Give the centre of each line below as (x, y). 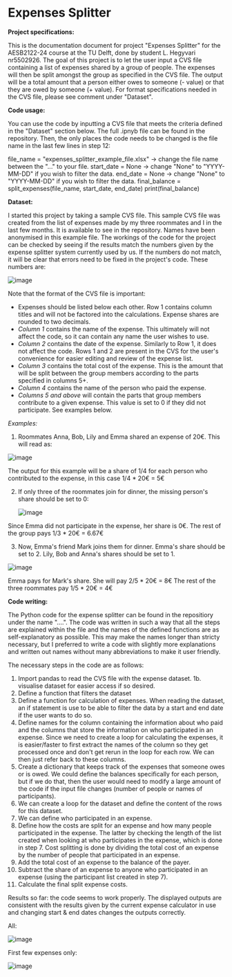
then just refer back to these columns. (72, 759)
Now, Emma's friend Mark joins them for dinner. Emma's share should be (122, 546)
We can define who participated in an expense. (85, 818)
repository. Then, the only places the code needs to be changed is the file (113, 138)
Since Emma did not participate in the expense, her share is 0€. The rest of (115, 526)
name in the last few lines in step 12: (59, 145)
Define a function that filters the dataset (75, 693)
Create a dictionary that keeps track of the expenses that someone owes (121, 767)
